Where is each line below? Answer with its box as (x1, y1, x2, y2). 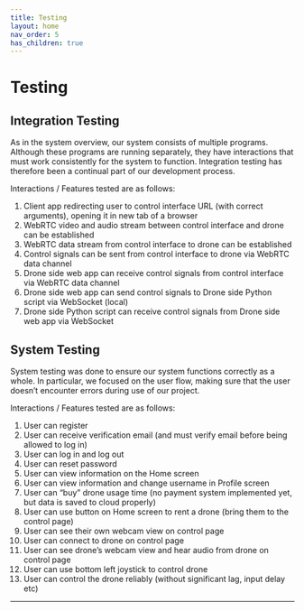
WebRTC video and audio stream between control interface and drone (23, 220, 285, 231)
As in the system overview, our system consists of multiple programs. (10, 137, 269, 148)
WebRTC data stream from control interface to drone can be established (23, 239, 292, 250)
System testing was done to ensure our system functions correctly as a (10, 366, 275, 377)
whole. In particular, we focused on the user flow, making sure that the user (10, 375, 291, 386)
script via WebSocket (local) (23, 297, 129, 308)
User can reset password (23, 458, 118, 469)
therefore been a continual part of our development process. (10, 166, 235, 177)
